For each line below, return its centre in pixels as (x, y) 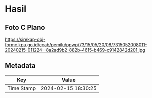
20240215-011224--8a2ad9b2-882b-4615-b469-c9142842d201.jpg (75, 50)
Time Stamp (22, 88)
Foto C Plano (25, 28)
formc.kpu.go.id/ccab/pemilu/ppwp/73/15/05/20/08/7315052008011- (76, 45)
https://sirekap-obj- (25, 39)
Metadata (20, 66)
